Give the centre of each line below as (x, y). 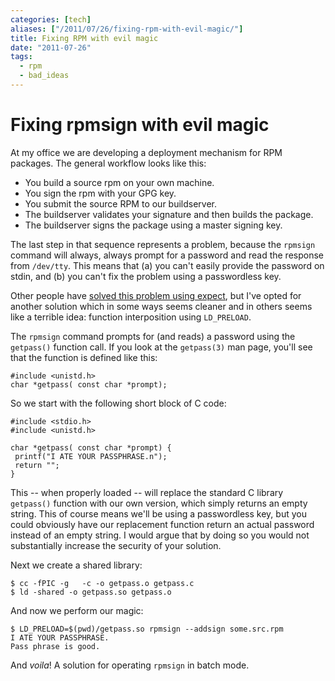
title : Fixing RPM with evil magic (84, 38)
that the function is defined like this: (84, 357)
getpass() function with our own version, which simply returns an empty (159, 503)
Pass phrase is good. (55, 646)
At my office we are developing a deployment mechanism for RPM (146, 152)
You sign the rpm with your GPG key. (100, 193)
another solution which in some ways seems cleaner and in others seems (161, 306)
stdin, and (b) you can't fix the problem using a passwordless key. (146, 276)
